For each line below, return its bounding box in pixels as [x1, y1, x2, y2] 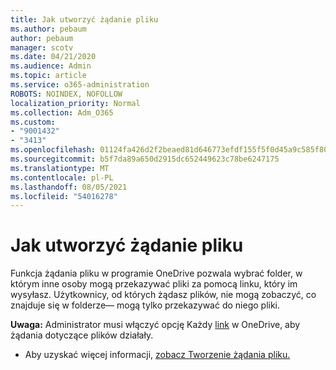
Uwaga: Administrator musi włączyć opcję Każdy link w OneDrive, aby [10, 319, 301, 331]
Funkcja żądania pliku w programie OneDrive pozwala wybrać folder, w [10, 267, 303, 280]
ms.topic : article [10, 71, 87, 81]
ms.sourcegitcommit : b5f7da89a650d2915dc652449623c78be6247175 [10, 154, 280, 164]
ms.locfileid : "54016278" [10, 191, 118, 201]
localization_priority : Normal [10, 98, 141, 108]
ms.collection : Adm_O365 [10, 107, 114, 118]
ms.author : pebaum [10, 24, 87, 34]
